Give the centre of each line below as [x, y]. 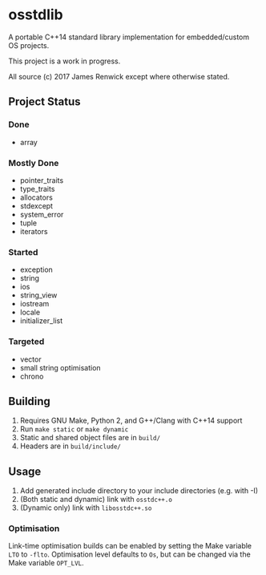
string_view [38, 295]
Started [23, 252]
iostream [34, 304]
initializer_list [41, 321]
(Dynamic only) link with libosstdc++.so [86, 508]
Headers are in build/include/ [71, 446]
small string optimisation [60, 367]
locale [30, 312]
